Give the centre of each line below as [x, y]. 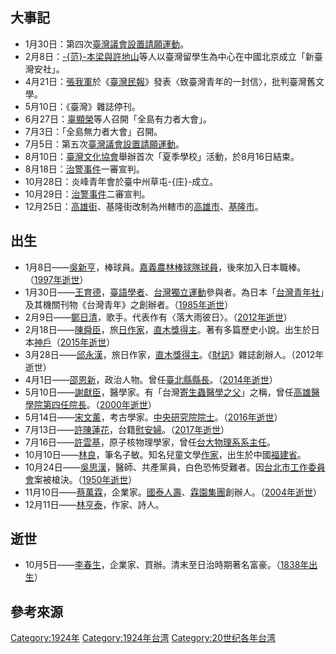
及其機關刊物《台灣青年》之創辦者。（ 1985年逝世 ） [129, 304]
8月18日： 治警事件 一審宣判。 [84, 169]
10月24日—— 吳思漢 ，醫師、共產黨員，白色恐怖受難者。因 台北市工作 [166, 467]
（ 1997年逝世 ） [56, 279]
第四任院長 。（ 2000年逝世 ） [99, 404]
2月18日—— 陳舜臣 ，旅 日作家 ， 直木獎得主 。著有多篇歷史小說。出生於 [168, 329]
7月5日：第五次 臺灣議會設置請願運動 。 [104, 144]
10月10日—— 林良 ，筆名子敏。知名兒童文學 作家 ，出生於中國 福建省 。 [165, 454]
